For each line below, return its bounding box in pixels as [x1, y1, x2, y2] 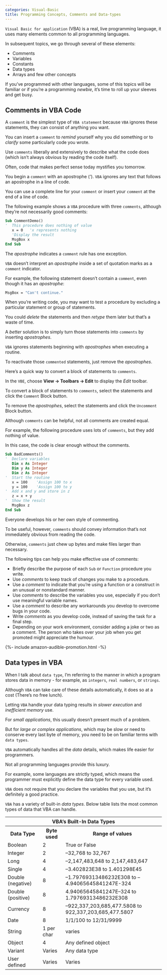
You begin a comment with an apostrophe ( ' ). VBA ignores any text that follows [5, 174, 161, 180]
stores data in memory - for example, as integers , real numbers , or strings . [5, 677, 161, 683]
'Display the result [11, 232, 55, 237]
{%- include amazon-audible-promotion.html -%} [5, 644, 107, 650]
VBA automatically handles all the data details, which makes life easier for [5, 746, 154, 752]
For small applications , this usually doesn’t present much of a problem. [5, 717, 151, 723]
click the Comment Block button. [5, 393, 68, 399]
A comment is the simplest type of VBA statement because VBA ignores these [5, 119, 158, 125]
